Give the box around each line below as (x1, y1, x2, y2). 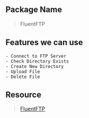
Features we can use (5, 38, 83, 48)
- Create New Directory (5, 63, 64, 70)
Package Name (5, 5, 62, 15)
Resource (5, 90, 42, 100)
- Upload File (5, 68, 41, 74)
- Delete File (5, 74, 41, 80)
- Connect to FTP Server (5, 53, 67, 59)
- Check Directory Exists (5, 58, 69, 64)
